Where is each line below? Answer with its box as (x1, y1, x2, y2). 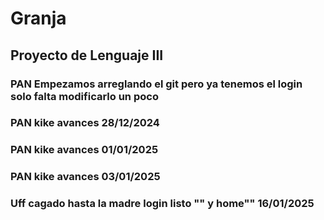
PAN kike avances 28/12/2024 (10, 116, 160, 130)
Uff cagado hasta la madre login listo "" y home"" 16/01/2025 (10, 197, 315, 211)
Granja (10, 7, 67, 30)
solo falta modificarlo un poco (10, 89, 159, 103)
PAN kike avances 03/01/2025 (10, 170, 161, 184)
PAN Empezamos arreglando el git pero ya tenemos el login (10, 77, 303, 91)
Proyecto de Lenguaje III (10, 47, 164, 64)
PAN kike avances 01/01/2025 (10, 143, 159, 157)
